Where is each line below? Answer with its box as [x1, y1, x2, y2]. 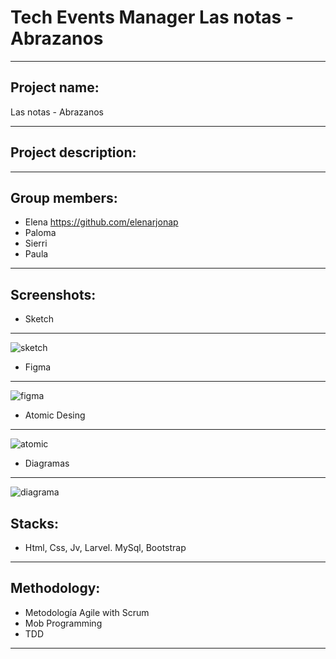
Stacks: [10, 515, 60, 532]
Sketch [24, 313, 55, 325]
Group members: [10, 189, 118, 206]
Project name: [10, 79, 100, 96]
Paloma [24, 227, 57, 239]
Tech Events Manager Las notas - [10, 6, 294, 29]
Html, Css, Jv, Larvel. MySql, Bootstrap [24, 542, 187, 553]
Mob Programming [24, 617, 103, 629]
